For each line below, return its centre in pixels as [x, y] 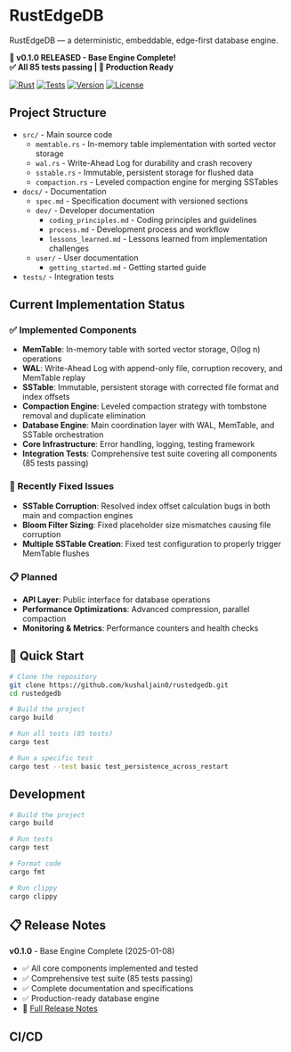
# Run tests [31, 840]
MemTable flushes [56, 553]
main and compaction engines [77, 515]
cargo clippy [33, 896]
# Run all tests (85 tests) [61, 734]
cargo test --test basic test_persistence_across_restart [119, 766]
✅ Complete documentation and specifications [108, 989]
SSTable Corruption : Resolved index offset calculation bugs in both [146, 506]
